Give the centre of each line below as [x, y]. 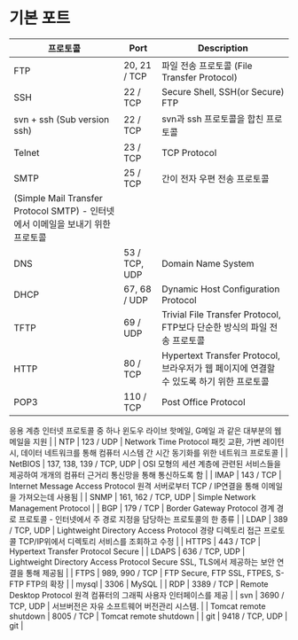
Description [223, 48]
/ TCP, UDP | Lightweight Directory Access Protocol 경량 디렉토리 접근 [135, 530]
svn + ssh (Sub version [61, 119]
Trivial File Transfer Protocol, [221, 314]
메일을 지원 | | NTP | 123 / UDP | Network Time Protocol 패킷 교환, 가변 [135, 441]
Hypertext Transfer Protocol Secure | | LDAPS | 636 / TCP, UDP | [127, 551]
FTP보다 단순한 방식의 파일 [214, 327]
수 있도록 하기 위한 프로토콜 [215, 381]
